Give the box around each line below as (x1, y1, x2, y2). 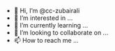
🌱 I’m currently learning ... (13, 21, 89, 29)
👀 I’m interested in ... (13, 14, 73, 22)
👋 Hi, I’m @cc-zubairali (13, 7, 80, 14)
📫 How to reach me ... (13, 37, 79, 44)
